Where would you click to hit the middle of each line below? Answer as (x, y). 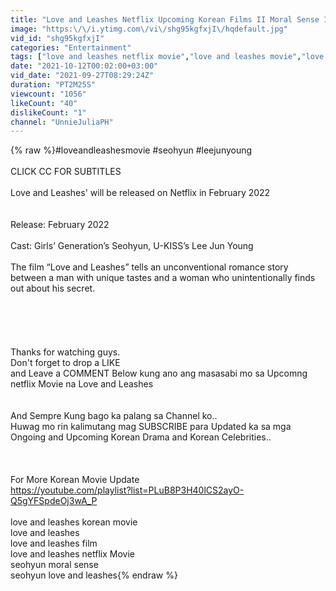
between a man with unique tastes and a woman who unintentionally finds (163, 278)
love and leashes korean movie (74, 522)
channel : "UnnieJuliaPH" (62, 122)
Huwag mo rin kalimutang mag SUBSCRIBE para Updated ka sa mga (151, 427)
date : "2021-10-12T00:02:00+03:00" (84, 66)
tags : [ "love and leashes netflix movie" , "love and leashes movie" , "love (167, 57)
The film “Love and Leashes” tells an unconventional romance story (149, 267)
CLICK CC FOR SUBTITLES (66, 172)
